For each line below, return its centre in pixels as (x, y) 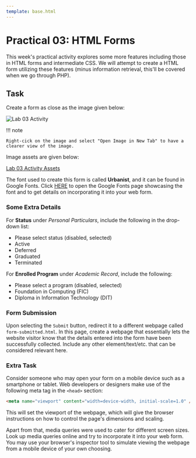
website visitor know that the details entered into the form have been (89, 338)
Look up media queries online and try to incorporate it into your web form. (95, 436)
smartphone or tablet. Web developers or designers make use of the (88, 384)
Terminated (28, 262)
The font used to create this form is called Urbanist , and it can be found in (95, 180)
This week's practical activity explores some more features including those (96, 57)
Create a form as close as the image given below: (66, 108)
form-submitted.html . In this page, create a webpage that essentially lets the (98, 332)
